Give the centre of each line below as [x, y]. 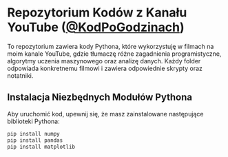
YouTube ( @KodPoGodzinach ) [96, 27]
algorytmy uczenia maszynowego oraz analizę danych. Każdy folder [104, 61]
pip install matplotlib [41, 147]
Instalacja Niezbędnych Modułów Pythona [100, 97]
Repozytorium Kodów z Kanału [97, 13]
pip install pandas [35, 140]
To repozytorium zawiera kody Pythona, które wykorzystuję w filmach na [111, 46]
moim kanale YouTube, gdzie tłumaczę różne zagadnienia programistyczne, [114, 54]
